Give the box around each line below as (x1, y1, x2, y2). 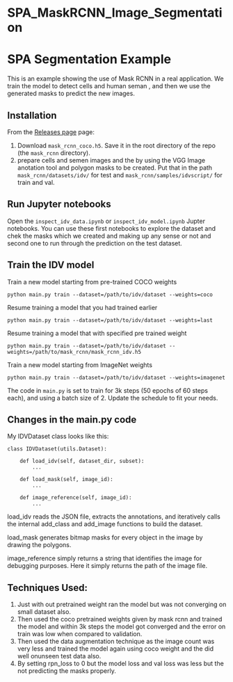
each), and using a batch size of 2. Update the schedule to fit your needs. (7, 393, 218, 402)
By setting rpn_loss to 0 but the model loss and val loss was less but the (17, 659, 224, 668)
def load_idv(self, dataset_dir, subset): (19, 457, 145, 465)
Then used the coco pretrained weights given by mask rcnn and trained (17, 615, 223, 624)
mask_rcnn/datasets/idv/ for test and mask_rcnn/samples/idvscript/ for (17, 170, 223, 179)
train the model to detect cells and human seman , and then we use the (7, 82, 211, 90)
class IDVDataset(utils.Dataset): (7, 446, 108, 453)
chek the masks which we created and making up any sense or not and (7, 232, 211, 240)
